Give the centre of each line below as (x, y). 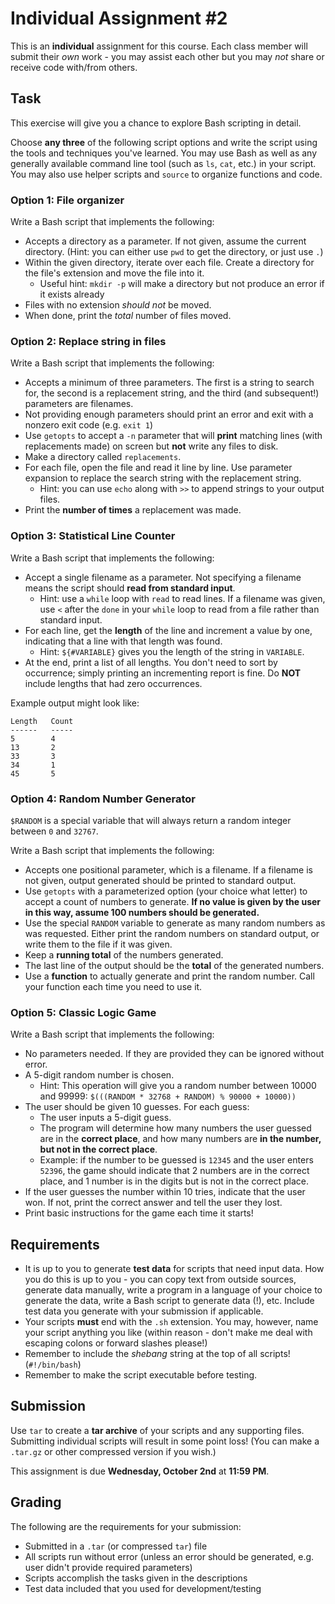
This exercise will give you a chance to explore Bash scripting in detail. (156, 123)
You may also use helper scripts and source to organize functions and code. (166, 174)
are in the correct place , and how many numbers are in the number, (180, 1139)
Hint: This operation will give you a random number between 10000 (178, 1086)
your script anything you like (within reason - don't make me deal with (168, 1333)
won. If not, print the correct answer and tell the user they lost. (153, 1203)
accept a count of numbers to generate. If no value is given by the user (173, 901)
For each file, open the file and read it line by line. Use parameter (158, 468)
